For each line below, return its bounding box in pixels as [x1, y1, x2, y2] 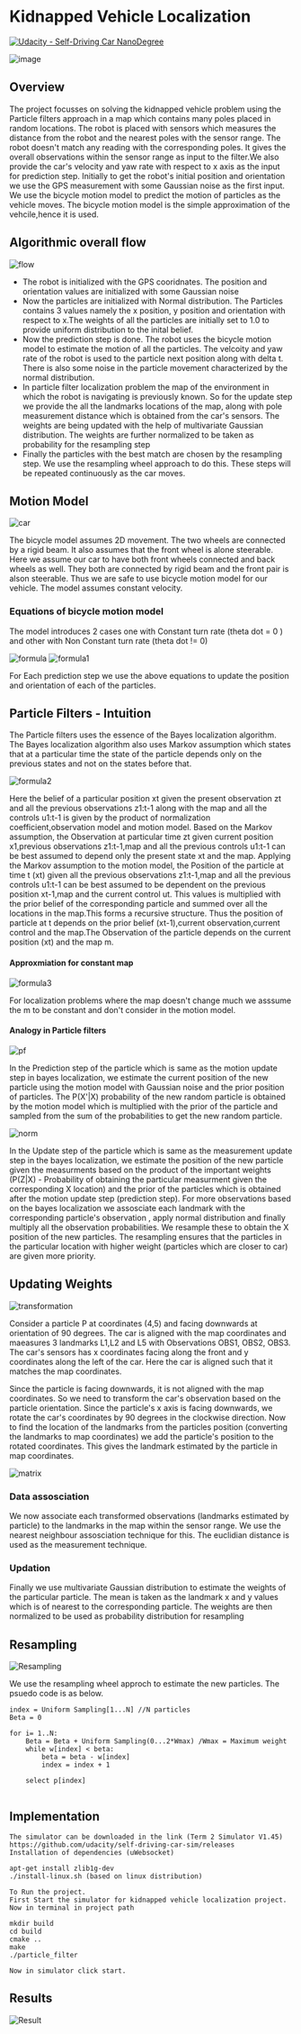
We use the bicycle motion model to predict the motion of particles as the [9, 189, 281, 200]
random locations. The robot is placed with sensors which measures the [9, 122, 277, 133]
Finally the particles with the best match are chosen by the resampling [22, 448, 283, 459]
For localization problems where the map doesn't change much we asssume [9, 995, 292, 1006]
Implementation [9, 1808, 101, 1824]
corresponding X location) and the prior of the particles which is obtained [9, 1183, 281, 1194]
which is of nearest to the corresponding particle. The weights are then [9, 1601, 272, 1613]
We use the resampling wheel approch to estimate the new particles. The [9, 1678, 280, 1689]
